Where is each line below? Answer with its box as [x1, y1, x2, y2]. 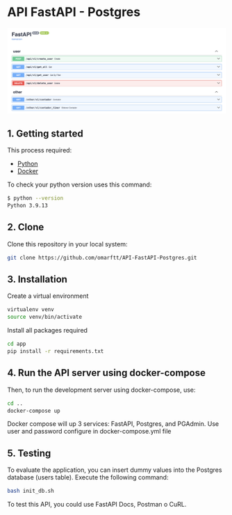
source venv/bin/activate [7, 314, 82, 321]
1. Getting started [7, 127, 83, 139]
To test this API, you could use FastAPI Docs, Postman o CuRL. [7, 500, 187, 509]
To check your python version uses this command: [7, 180, 152, 189]
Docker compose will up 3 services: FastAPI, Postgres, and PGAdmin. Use [7, 420, 219, 428]
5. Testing [7, 447, 51, 459]
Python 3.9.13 [7, 202, 49, 209]
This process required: [7, 146, 72, 154]
